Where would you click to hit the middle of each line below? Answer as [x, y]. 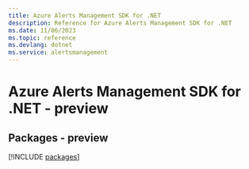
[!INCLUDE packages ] [44, 157]
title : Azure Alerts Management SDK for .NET [84, 15]
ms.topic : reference [42, 38]
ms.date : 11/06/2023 [42, 30]
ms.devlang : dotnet [40, 45]
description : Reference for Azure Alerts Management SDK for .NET [120, 23]
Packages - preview [58, 138]
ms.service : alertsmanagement [58, 52]
